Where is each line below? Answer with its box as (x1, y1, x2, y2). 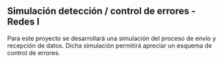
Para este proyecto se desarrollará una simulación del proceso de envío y (7, 34, 216, 42)
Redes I (7, 16, 40, 28)
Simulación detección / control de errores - (7, 5, 196, 17)
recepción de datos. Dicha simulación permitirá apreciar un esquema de (7, 41, 213, 50)
